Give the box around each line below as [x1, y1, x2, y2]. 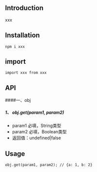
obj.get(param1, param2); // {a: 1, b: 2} [5, 163, 93, 168]
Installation [5, 31, 40, 40]
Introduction [5, 4, 44, 12]
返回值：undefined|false [12, 135, 61, 141]
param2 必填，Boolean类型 [12, 129, 67, 135]
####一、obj [5, 98, 31, 103]
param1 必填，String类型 [12, 123, 62, 129]
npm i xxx [5, 44, 25, 49]
